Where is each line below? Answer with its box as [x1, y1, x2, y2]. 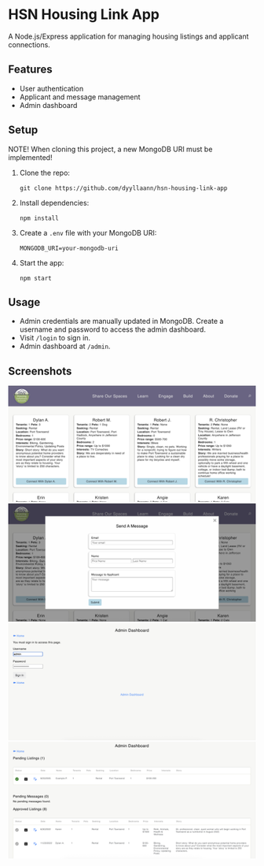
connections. [8, 39, 51, 49]
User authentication [19, 84, 84, 93]
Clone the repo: [19, 168, 71, 177]
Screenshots [8, 364, 72, 377]
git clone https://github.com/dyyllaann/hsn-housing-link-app [19, 184, 228, 192]
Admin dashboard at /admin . [19, 341, 111, 351]
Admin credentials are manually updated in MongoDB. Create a [19, 317, 224, 326]
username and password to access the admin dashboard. [19, 325, 207, 334]
